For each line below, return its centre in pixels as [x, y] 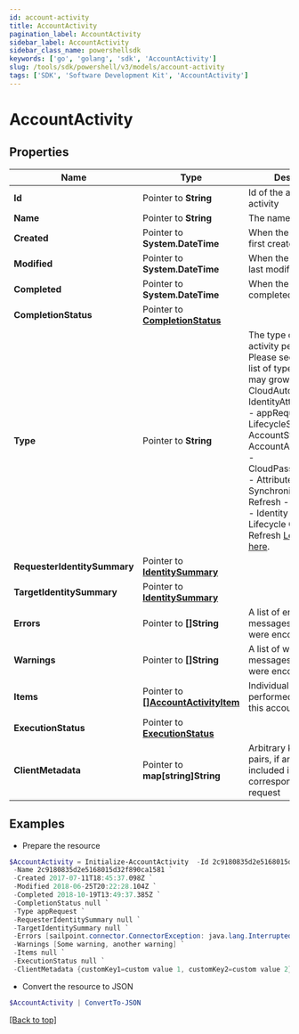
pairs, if [264, 759]
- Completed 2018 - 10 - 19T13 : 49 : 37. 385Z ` [87, 895]
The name [269, 217]
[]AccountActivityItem [191, 702]
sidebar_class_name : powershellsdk [75, 51]
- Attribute [271, 479]
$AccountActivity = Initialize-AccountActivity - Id [109, 862]
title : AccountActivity [53, 26]
